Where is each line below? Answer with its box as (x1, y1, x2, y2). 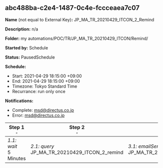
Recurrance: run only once (12, 88, 65, 94)
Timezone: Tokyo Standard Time (12, 83, 78, 89)
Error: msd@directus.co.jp (12, 112, 65, 118)
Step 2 (69, 123, 85, 130)
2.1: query (31, 143, 54, 150)
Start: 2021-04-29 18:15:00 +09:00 (12, 73, 82, 79)
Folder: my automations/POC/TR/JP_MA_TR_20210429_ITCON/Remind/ (5, 35, 148, 41)
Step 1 (9, 123, 25, 130)
